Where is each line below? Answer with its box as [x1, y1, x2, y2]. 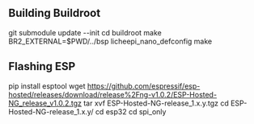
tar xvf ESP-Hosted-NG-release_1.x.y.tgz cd [83, 98, 229, 108]
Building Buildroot [8, 6, 101, 20]
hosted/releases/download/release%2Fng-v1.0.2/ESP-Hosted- [8, 89, 217, 99]
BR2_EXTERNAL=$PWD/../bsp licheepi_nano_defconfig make [8, 36, 213, 46]
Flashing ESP [8, 60, 76, 73]
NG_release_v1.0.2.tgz [8, 98, 83, 108]
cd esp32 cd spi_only [95, 106, 167, 116]
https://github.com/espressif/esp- [87, 81, 201, 91]
